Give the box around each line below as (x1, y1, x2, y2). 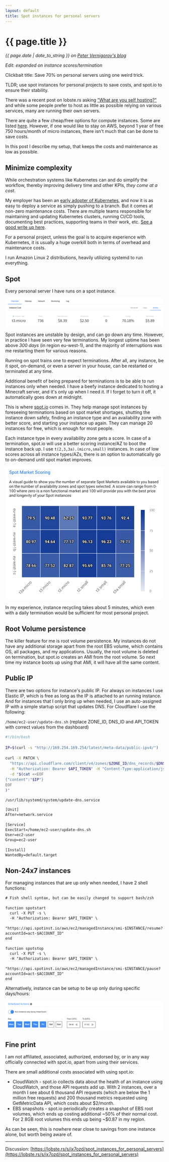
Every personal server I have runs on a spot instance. (5, 288, 116, 294)
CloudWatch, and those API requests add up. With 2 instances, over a (12, 1084, 157, 1090)
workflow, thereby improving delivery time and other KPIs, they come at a (5, 182, 158, 188)
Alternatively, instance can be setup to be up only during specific (5, 985, 140, 991)
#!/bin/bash (5, 734, 30, 740)
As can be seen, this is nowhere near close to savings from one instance (5, 1126, 156, 1132)
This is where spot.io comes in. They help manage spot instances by (5, 404, 147, 410)
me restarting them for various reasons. (5, 348, 88, 354)
